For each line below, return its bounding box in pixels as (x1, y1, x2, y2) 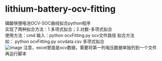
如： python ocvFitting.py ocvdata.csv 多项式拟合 (5, 38, 104, 44)
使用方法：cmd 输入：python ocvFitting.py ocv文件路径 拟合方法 (5, 32, 135, 38)
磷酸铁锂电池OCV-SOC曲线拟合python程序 (5, 20, 91, 26)
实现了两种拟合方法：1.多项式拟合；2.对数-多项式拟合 (5, 26, 112, 32)
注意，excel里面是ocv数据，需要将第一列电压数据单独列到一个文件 (23, 44, 157, 50)
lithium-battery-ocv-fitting (5, 3, 116, 15)
